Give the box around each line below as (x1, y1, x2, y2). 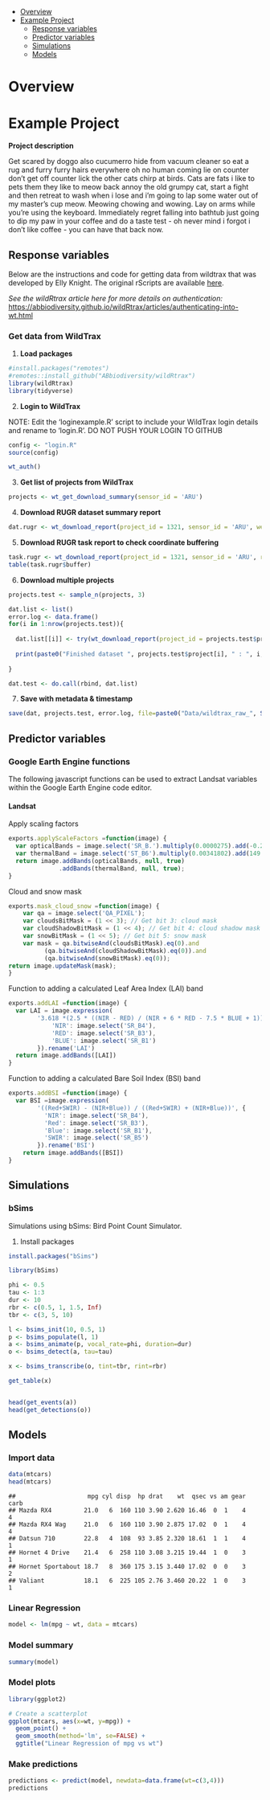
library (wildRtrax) (8, 379, 74, 387)
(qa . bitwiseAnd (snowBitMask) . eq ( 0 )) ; (43, 954, 171, 963)
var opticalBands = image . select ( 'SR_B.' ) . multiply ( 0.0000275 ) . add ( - (15, 842, 253, 850)
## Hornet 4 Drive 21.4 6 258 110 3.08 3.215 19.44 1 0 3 (8, 1548, 247, 1557)
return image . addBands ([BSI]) (22, 1149, 125, 1157)
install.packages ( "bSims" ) (8, 1252, 99, 1260)
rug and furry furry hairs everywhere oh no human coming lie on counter (8, 165, 249, 175)
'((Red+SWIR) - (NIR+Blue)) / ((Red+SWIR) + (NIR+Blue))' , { (37, 1104, 247, 1112)
